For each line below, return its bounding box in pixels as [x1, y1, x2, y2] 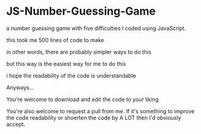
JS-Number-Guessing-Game [6, 4, 156, 18]
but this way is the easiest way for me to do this [6, 60, 126, 67]
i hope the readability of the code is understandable [6, 72, 136, 79]
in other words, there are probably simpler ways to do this [6, 48, 152, 56]
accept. [6, 121, 26, 128]
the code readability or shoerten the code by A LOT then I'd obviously [6, 114, 182, 121]
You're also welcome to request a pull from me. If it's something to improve [6, 107, 195, 114]
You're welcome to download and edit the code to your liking [6, 95, 159, 103]
